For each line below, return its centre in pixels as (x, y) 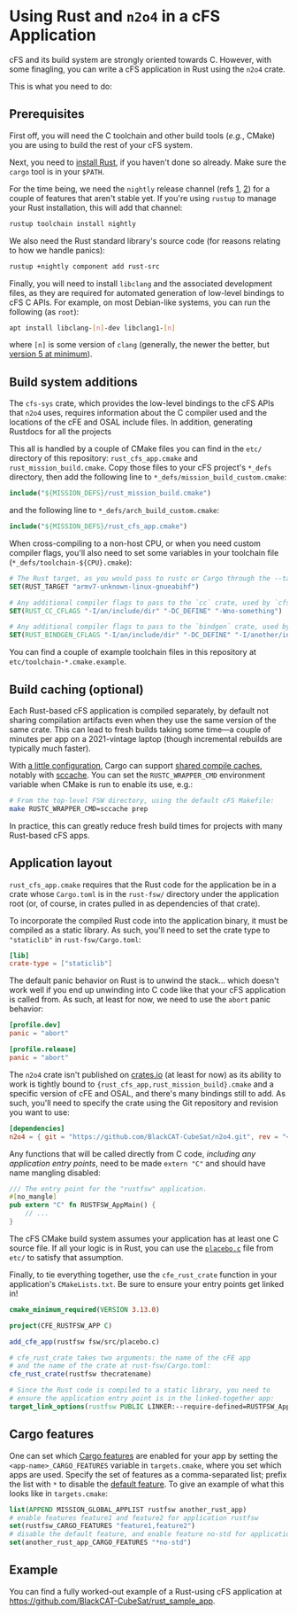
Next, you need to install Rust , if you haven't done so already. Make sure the (148, 162)
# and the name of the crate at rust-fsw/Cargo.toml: (110, 1366)
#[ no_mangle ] (33, 1197)
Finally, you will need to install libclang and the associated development (141, 283)
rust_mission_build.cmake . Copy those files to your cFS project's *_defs (141, 468)
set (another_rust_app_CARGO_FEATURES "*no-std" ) (100, 1543)
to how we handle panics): (57, 250)
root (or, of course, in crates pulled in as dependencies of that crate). (135, 903)
